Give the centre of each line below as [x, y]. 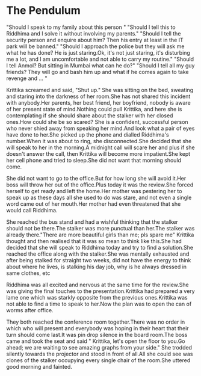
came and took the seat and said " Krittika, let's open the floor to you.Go [96, 341]
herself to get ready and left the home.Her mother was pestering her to [94, 191]
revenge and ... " [27, 78]
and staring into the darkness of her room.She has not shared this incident [98, 96]
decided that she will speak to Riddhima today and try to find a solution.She [100, 247]
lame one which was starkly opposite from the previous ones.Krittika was [97, 297]
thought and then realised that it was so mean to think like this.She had [94, 241]
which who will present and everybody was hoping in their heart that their [97, 328]
